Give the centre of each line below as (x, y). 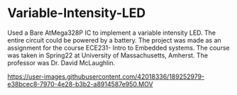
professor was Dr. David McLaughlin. (61, 62)
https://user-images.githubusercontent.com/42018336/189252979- (106, 77)
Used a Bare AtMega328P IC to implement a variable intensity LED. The (112, 33)
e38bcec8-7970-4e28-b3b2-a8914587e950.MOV (81, 84)
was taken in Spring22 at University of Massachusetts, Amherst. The (108, 55)
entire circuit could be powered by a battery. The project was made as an (114, 40)
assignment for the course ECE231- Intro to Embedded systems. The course (118, 47)
